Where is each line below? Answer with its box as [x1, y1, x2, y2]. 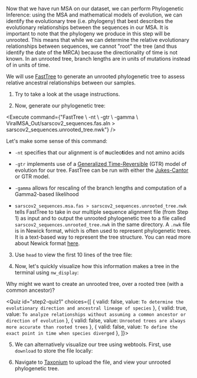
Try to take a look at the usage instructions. [14, 91, 120, 97]
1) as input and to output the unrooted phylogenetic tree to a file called [14, 215, 186, 221]
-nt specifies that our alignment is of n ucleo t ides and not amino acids [14, 149, 185, 156]
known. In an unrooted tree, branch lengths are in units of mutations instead [6, 56, 191, 62]
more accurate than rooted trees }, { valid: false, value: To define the [6, 323, 178, 330]
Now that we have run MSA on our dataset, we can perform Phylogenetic [6, 5, 184, 12]
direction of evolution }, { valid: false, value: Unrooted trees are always [6, 317, 186, 324]
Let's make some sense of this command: [6, 138, 107, 144]
